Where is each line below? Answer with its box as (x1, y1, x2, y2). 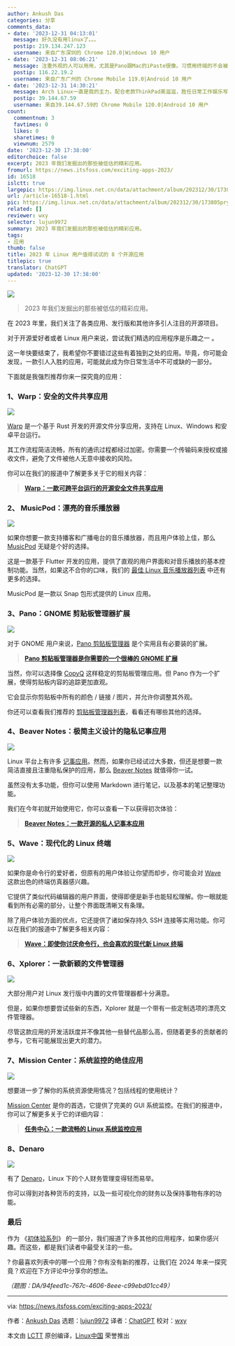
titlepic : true (7, 258, 52, 265)
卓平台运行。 (7, 430, 44, 438)
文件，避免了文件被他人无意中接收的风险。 (13, 454, 136, 462)
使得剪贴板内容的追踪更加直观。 (19, 677, 112, 686)
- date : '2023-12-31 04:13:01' (7, 29, 99, 37)
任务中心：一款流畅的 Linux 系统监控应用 (24, 1125, 142, 1133)
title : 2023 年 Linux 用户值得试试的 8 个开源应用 (7, 251, 145, 258)
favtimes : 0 (13, 120, 49, 128)
